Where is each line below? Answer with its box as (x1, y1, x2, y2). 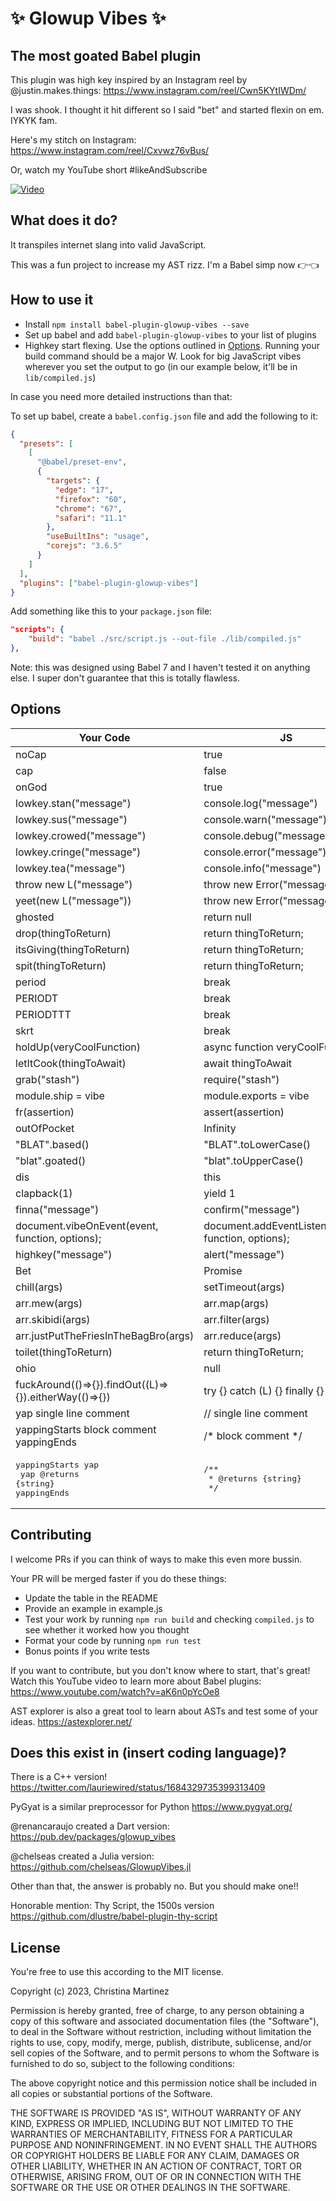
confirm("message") (203, 1202, 301, 1216)
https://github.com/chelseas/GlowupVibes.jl (10, 1861, 192, 1873)
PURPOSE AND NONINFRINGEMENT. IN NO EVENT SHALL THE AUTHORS (10, 2139, 318, 2151)
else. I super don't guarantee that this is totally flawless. (10, 672, 240, 684)
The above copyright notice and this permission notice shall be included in (10, 2077, 317, 2089)
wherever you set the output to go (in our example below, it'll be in (24, 360, 298, 372)
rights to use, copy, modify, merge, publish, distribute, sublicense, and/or (10, 2037, 312, 2049)
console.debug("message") (203, 828, 334, 842)
